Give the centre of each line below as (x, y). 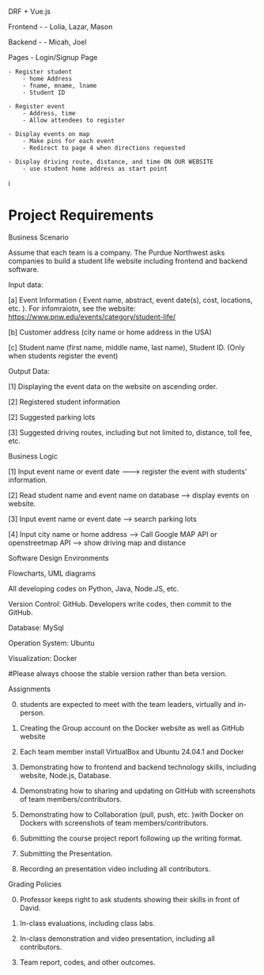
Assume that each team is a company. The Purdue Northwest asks (117, 252)
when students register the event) (63, 356)
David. (30, 908)
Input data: (26, 285)
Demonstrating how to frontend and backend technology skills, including (138, 767)
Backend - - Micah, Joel (47, 42)
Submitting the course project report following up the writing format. (131, 838)
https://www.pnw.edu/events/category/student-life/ (92, 316)
